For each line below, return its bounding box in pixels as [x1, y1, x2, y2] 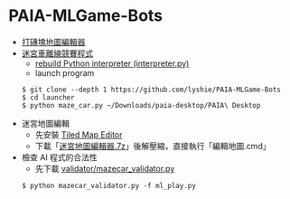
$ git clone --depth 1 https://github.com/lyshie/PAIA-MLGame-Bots [21, 85, 281, 94]
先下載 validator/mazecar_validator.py [34, 163, 175, 174]
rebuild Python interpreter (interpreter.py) [34, 58, 190, 69]
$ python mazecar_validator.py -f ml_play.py [21, 181, 196, 190]
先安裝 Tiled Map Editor [34, 128, 123, 140]
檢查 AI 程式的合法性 [21, 151, 98, 163]
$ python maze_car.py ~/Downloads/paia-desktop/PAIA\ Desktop [21, 100, 261, 109]
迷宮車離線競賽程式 [21, 47, 94, 59]
